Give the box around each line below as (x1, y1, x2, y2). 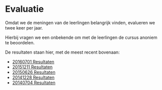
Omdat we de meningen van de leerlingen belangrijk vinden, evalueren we (5, 20, 156, 26)
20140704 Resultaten (12, 80, 55, 86)
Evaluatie (5, 3, 44, 15)
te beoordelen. (5, 39, 35, 45)
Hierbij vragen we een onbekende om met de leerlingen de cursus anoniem (5, 34, 158, 40)
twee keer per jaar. (5, 25, 43, 30)
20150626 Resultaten (12, 69, 55, 75)
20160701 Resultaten (12, 59, 54, 64)
